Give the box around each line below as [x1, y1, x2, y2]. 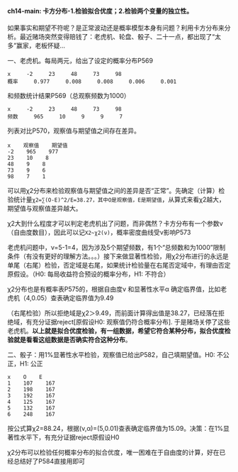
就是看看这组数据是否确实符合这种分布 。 [13, 336, 132, 344]
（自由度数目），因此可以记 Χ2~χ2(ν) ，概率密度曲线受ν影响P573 [7, 228, 191, 237]
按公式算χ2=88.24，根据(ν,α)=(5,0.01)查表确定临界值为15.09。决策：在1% [7, 424, 224, 433]
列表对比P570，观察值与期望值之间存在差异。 [7, 126, 140, 135]
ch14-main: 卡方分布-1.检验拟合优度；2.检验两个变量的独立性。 [7, 6, 193, 15]
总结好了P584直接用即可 [13, 457, 85, 466]
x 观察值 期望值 [7, 142, 68, 149]
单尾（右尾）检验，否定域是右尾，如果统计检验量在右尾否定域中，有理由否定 [7, 261, 231, 270]
